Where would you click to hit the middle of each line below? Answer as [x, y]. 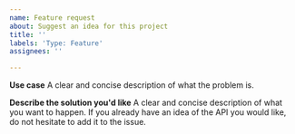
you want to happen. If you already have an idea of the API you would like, [148, 112]
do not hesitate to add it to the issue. [78, 122]
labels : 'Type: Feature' [56, 43]
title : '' [28, 34]
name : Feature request [52, 18]
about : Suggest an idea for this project [89, 26]
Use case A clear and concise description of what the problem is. [132, 85]
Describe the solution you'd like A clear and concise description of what [146, 103]
